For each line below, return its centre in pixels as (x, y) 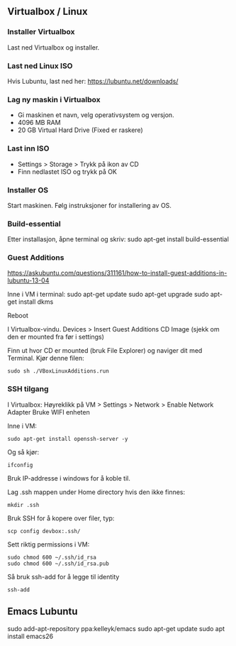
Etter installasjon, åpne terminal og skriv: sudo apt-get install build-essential (118, 239)
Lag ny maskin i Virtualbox (54, 99)
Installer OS (28, 190)
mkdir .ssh (23, 505)
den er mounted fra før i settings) (56, 337)
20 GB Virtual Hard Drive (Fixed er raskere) (80, 130)
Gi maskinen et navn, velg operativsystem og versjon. (96, 115)
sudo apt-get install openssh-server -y (68, 439)
